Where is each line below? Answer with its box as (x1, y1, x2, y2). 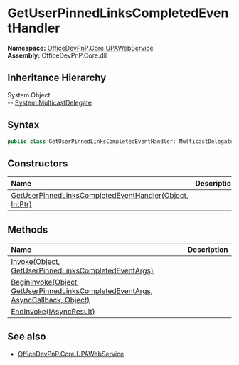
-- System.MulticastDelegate (7, 98, 92, 107)
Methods (7, 223, 48, 236)
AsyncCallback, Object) (11, 295, 90, 305)
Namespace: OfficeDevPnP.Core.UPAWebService (7, 43, 154, 52)
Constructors (7, 157, 68, 169)
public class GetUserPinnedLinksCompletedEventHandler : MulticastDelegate (7, 137, 234, 145)
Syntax (7, 119, 40, 131)
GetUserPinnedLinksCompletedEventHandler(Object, (11, 191, 188, 201)
